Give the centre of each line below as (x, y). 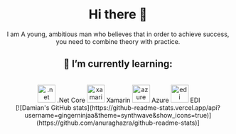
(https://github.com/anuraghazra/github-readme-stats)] (118, 123)
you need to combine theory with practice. (118, 41)
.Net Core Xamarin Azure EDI (129, 100)
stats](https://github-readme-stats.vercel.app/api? (147, 107)
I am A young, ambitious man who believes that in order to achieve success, (118, 34)
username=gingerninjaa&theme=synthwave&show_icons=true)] (118, 115)
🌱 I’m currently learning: (118, 64)
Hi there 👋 (118, 15)
